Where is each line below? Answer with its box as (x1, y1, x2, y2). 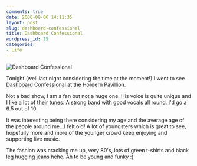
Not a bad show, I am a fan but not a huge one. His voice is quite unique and (6, 92, 192, 99)
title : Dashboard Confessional (6, 31, 83, 37)
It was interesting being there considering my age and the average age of (6, 116, 185, 123)
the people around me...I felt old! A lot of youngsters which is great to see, (6, 122, 187, 130)
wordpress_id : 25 (6, 36, 49, 42)
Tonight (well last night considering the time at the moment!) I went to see (6, 74, 185, 82)
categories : (6, 42, 35, 48)
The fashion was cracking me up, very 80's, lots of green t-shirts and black (6, 147, 189, 154)
